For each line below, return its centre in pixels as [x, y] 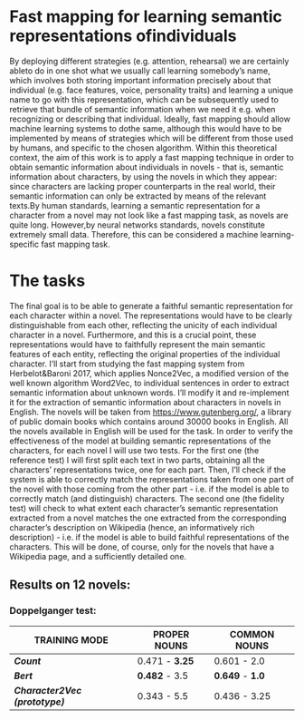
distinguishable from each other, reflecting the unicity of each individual [143, 325]
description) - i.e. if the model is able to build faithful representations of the [149, 537]
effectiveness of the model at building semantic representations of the [140, 441]
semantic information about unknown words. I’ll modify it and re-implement [149, 393]
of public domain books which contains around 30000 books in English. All [149, 421]
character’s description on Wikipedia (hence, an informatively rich [132, 527]
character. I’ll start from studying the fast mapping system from [127, 364]
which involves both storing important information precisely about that [140, 80]
